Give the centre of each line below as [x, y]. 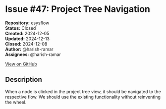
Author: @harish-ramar [29, 49]
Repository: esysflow [27, 23]
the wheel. [16, 102]
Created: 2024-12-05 [27, 33]
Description [24, 80]
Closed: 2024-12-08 [26, 44]
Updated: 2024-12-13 [27, 39]
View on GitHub [21, 64]
